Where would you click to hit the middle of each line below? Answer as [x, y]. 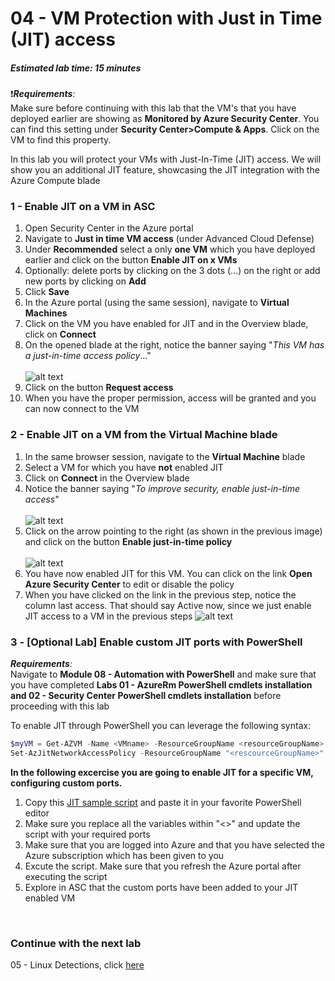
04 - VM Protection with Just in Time [166, 18]
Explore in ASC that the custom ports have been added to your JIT [161, 887]
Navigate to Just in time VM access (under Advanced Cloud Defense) [169, 239]
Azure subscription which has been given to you [124, 855]
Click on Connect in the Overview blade [107, 478]
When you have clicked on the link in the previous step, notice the [160, 594]
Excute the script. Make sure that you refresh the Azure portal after [163, 866]
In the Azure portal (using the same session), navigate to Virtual [157, 303]
